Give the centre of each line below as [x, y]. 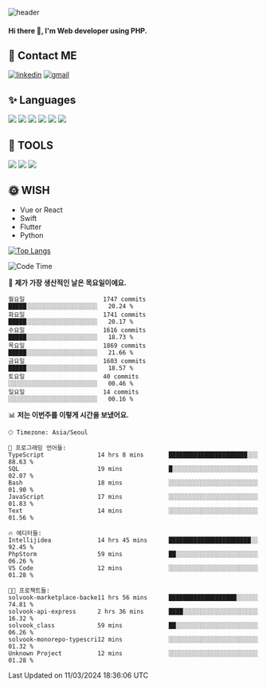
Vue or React [41, 210]
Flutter [31, 227]
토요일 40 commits [74, 376]
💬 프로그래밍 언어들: [37, 448]
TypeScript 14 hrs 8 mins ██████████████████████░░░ [133, 455]
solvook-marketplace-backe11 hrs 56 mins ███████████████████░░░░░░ [133, 597]
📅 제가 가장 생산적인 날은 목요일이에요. [68, 283]
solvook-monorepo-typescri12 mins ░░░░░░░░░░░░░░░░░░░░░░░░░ [133, 639]
